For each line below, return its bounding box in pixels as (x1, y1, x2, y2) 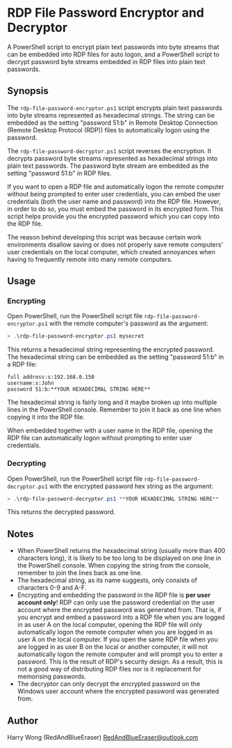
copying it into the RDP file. (7, 413, 85, 421)
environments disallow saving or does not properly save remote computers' (7, 240, 224, 249)
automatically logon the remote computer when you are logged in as (17, 628, 213, 637)
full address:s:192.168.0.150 (7, 374, 95, 381)
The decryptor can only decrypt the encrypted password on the (17, 680, 200, 688)
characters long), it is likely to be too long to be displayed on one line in (17, 554, 222, 562)
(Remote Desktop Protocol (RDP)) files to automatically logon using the (7, 125, 210, 134)
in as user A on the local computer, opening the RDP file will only (17, 621, 203, 629)
